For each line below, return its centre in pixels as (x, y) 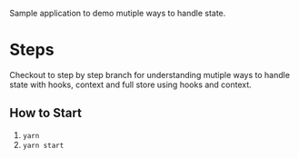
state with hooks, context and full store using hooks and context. (130, 84)
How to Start (45, 113)
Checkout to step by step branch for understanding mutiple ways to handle (150, 75)
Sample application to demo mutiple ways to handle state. (118, 13)
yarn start (43, 145)
